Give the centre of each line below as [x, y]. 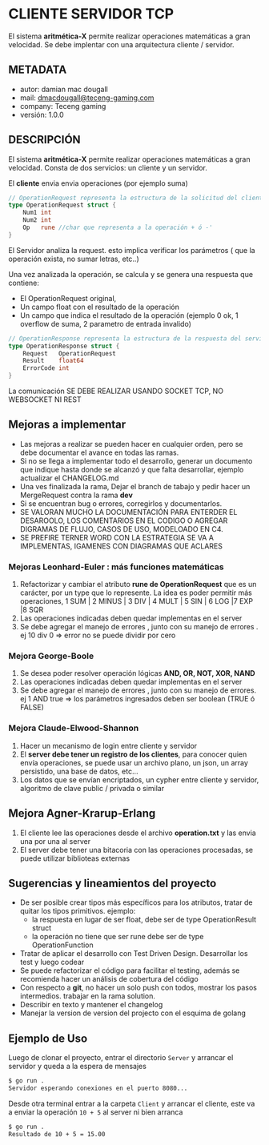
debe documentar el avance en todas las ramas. [99, 452]
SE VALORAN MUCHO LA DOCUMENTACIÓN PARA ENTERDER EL [128, 512]
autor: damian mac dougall [64, 89]
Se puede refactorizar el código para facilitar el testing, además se [130, 970]
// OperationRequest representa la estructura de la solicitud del [123, 198]
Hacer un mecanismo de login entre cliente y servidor [108, 745]
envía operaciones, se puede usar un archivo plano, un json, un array [134, 762]
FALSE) [32, 707]
